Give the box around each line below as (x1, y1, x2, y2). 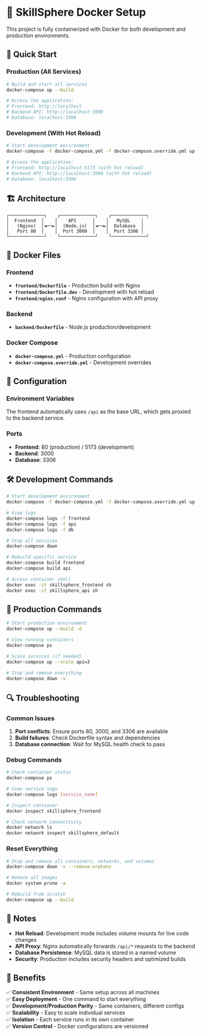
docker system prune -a (6, 880, 66, 887)
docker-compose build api (6, 565, 71, 571)
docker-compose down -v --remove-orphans (6, 864, 112, 870)
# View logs (6, 510, 36, 516)
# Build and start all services (6, 81, 87, 87)
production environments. (6, 31, 70, 39)
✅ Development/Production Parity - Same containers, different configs (6, 1002, 185, 1009)
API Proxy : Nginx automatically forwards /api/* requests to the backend (14, 942, 196, 950)
